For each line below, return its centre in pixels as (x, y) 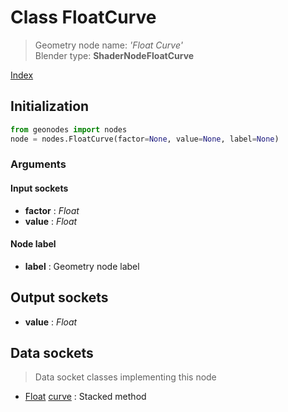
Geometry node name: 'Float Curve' (108, 45)
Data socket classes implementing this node (125, 377)
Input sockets (39, 188)
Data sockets (52, 353)
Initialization (50, 106)
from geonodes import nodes (69, 129)
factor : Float (52, 210)
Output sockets (59, 297)
